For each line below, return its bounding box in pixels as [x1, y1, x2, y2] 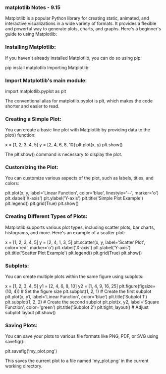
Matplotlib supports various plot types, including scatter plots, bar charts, [5, 224, 155, 230]
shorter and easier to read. [5, 103, 59, 109]
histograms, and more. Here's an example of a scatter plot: [5, 229, 125, 235]
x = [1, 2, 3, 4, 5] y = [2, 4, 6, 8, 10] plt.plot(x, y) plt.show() [5, 142, 123, 148]
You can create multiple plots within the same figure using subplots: [5, 274, 144, 280]
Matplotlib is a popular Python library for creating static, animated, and [5, 15, 150, 21]
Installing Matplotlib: [5, 44, 56, 51]
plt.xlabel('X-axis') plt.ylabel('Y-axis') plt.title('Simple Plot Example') [5, 195, 144, 201]
